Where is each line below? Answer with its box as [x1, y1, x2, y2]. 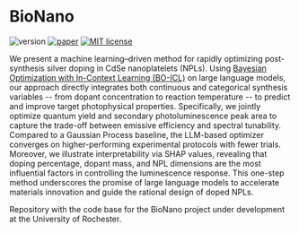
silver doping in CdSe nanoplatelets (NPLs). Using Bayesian [46, 63, 268, 73]
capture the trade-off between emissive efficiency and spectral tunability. [9, 119, 281, 131]
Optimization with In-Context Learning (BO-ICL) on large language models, [9, 72, 286, 82]
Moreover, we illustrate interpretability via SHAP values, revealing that [9, 148, 268, 159]
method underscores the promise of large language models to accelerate [9, 177, 280, 187]
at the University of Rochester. [9, 213, 122, 224]
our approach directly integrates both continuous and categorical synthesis [9, 82, 288, 92]
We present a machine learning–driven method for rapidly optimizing [9, 53, 263, 64]
